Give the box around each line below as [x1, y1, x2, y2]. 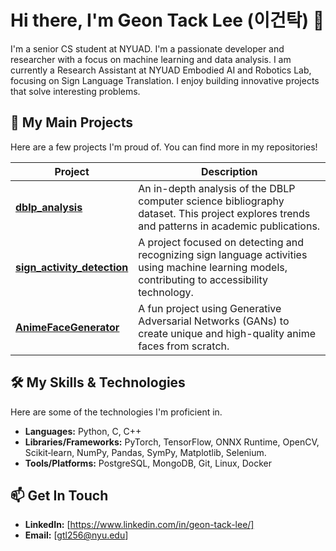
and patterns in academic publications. [138, 219, 321, 233]
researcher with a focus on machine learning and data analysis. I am [10, 53, 292, 65]
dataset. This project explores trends [138, 206, 311, 220]
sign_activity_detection [15, 260, 129, 274]
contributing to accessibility [138, 272, 268, 286]
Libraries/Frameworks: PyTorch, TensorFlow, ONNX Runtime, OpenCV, [24, 436, 320, 448]
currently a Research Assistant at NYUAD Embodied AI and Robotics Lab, [10, 64, 312, 76]
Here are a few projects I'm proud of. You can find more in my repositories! [10, 141, 318, 153]
